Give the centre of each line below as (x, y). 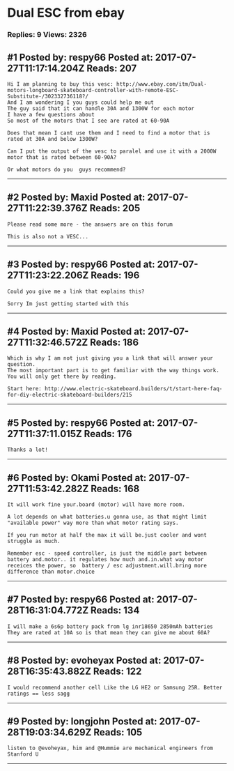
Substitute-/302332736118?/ (48, 96)
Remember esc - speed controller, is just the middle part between (107, 553)
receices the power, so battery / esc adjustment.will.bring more (107, 565)
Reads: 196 (115, 276)
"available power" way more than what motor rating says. (93, 523)
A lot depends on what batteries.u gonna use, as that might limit (107, 517)
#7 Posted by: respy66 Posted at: (81, 600)
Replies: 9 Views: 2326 (47, 35)
